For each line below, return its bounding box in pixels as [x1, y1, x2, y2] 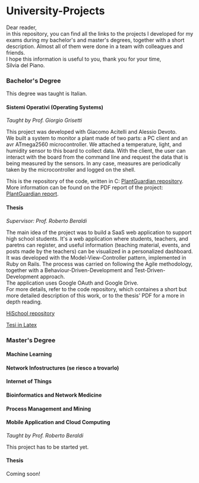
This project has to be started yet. [6, 443, 89, 450]
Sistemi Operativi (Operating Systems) [6, 103, 104, 111]
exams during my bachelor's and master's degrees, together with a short [6, 36, 185, 43]
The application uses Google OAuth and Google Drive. [6, 279, 138, 286]
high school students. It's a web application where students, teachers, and [6, 235, 188, 242]
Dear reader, [6, 24, 37, 31]
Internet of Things [6, 378, 52, 385]
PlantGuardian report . [6, 190, 59, 197]
